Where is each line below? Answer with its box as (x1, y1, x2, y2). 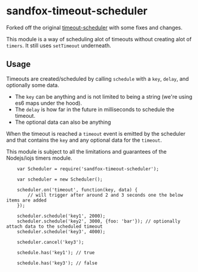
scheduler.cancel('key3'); (17, 239, 84, 245)
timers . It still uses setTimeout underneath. (6, 42, 112, 49)
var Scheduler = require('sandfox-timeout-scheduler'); (17, 166, 160, 172)
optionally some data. (6, 81, 60, 88)
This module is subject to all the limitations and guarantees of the (6, 148, 167, 155)
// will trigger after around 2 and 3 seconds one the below (28, 192, 184, 198)
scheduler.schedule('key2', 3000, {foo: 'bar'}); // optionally (17, 218, 181, 224)
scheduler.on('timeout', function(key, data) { (17, 187, 138, 192)
